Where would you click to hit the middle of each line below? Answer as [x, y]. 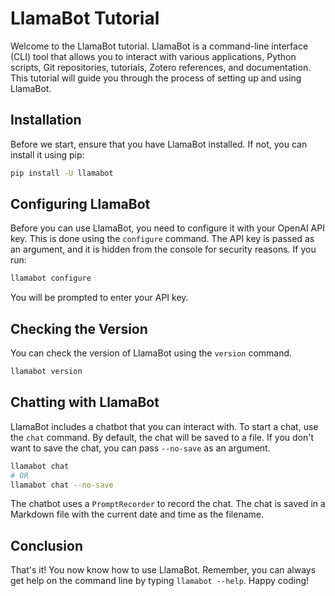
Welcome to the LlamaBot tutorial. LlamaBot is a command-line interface [159, 46]
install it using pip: [47, 154]
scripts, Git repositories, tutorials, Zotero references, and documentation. [161, 67]
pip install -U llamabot [62, 173]
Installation [46, 120]
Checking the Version [79, 328]
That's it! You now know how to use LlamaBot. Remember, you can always [163, 570]
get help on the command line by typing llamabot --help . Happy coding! [160, 581]
